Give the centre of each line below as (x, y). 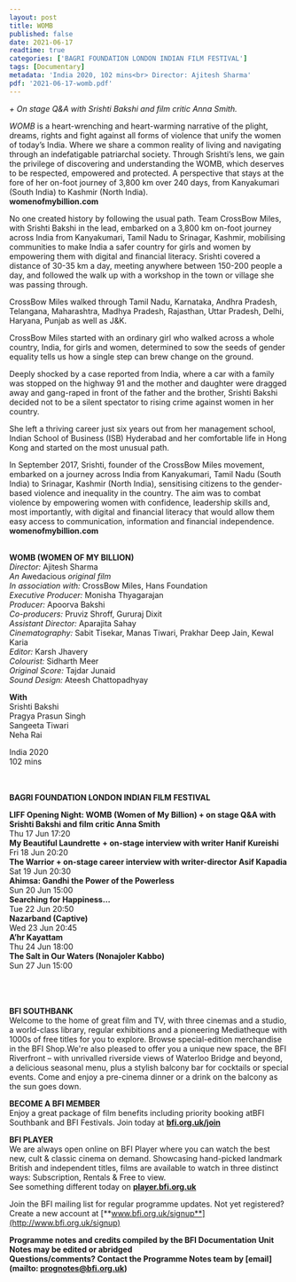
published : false (41, 34)
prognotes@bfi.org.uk (82, 1268)
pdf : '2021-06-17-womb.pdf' (61, 83)
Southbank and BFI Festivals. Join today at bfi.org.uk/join (115, 1122)
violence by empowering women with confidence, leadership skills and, (140, 502)
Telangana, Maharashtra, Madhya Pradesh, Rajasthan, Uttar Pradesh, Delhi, (147, 311)
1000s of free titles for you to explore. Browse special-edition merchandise (145, 1039)
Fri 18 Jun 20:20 (39, 852)
